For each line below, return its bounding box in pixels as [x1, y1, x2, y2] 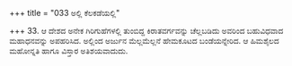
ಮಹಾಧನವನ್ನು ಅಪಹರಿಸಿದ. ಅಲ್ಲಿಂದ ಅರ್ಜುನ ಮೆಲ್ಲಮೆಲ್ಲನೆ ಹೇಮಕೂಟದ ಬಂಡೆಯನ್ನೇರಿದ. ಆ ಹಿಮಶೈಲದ [9, 36, 279, 45]
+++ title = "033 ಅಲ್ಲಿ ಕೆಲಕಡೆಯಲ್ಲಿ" [9, 8, 120, 18]
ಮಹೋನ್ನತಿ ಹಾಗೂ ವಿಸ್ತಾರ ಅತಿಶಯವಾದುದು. [9, 45, 128, 56]
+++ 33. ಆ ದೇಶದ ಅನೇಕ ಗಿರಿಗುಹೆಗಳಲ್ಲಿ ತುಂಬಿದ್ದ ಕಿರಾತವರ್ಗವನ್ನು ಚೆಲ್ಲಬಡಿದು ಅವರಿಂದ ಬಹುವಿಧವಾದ [9, 26, 284, 36]
